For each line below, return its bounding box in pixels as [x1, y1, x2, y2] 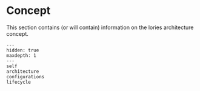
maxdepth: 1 [6, 52, 36, 58]
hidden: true [6, 47, 39, 53]
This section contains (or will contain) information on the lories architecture [6, 24, 194, 31]
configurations [6, 73, 45, 79]
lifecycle [6, 79, 32, 85]
